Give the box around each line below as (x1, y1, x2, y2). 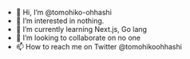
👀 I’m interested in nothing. (15, 16, 105, 26)
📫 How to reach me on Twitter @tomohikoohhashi (15, 42, 182, 51)
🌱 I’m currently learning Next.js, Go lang (15, 25, 148, 33)
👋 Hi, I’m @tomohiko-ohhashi (15, 8, 112, 17)
